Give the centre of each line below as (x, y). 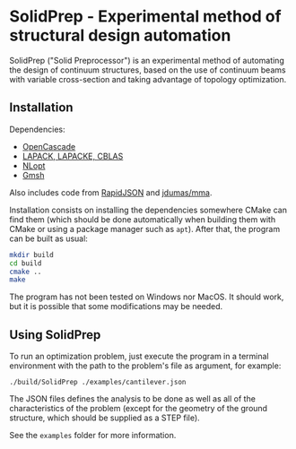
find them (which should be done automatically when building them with (143, 219)
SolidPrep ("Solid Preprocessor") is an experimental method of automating (147, 60)
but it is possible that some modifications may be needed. (116, 307)
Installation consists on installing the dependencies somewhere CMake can (148, 210)
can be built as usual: (48, 238)
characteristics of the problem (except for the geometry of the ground (138, 409)
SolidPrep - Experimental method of (145, 17)
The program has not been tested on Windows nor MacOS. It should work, (147, 297)
